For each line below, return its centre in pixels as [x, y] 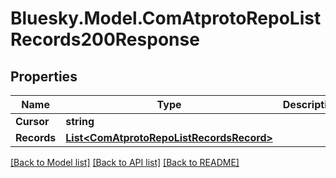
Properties [44, 76]
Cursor [32, 121]
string [80, 121]
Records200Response [105, 39]
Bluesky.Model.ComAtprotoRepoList [166, 18]
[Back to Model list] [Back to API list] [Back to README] [125, 162]
